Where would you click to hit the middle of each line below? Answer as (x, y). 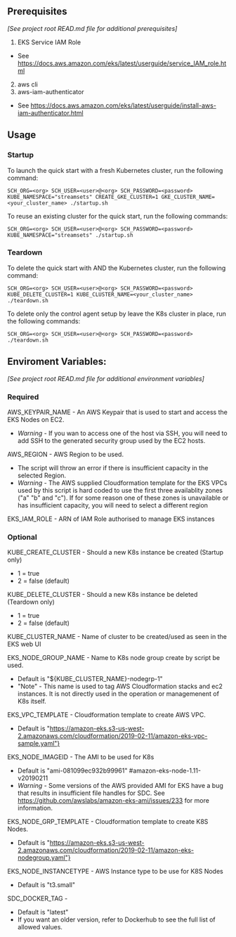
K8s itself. (32, 702)
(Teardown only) (31, 602)
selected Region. (42, 475)
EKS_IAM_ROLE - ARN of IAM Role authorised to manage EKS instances (111, 519)
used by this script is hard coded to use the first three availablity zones (120, 490)
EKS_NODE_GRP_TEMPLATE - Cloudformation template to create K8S (108, 822)
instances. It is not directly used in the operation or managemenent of (118, 694)
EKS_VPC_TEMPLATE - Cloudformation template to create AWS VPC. (106, 715)
